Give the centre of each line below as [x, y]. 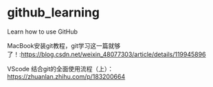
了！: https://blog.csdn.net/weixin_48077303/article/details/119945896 [106, 54]
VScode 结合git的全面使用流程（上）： [60, 69]
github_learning [53, 13]
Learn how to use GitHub [42, 32]
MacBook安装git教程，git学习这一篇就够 [64, 45]
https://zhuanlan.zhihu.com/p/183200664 [66, 76]
